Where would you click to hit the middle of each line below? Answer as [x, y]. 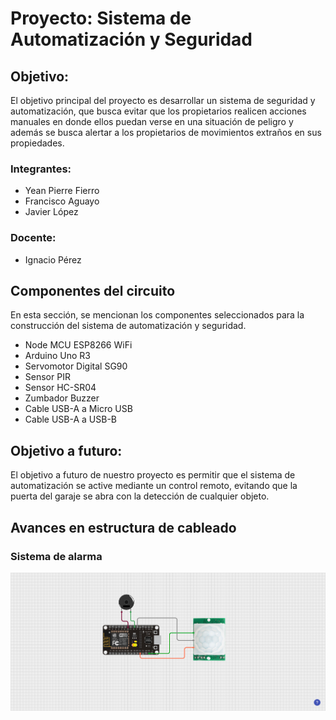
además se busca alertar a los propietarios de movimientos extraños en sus [166, 132]
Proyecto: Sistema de [101, 18]
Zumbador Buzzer [62, 398]
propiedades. [37, 143]
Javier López [51, 212]
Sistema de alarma [56, 556]
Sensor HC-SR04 [60, 388]
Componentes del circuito [93, 290]
